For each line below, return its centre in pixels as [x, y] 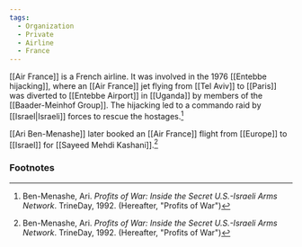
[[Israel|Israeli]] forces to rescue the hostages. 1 [97, 115]
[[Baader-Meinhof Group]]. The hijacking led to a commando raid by [135, 105]
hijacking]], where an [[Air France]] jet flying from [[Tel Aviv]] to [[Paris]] [143, 86]
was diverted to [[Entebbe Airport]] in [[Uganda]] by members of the [136, 96]
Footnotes [32, 168]
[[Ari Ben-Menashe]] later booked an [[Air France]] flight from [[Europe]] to [148, 133]
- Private [36, 34]
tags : [19, 18]
